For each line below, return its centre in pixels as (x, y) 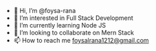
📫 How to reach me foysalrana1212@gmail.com (81, 40)
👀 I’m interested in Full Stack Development (74, 18)
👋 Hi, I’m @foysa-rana (45, 11)
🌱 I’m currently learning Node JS (60, 25)
